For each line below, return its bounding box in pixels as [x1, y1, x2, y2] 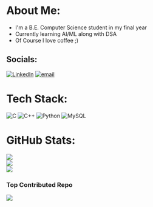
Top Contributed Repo [6, 180, 73, 189]
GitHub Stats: [6, 133, 76, 147]
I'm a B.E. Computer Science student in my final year [15, 24, 148, 31]
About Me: [6, 4, 61, 18]
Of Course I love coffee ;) [15, 37, 79, 44]
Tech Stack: [6, 92, 68, 105]
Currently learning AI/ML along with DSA [15, 30, 117, 37]
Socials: [6, 54, 38, 65]
